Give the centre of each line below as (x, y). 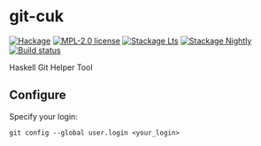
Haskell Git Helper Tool (51, 67)
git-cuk (37, 16)
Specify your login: (43, 116)
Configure (38, 95)
